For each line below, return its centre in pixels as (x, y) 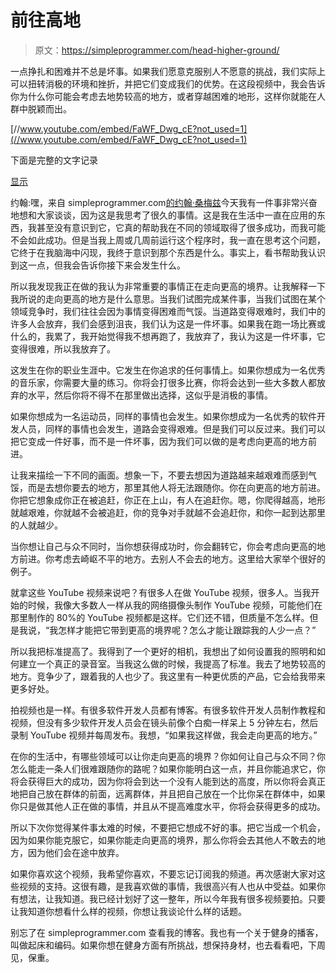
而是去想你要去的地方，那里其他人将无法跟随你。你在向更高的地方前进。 (176, 487)
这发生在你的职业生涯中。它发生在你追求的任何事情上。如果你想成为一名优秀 (168, 370)
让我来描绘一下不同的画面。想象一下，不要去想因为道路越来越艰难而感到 (159, 475)
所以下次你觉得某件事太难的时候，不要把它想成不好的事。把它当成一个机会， (168, 827)
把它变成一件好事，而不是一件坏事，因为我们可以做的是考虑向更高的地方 (159, 441)
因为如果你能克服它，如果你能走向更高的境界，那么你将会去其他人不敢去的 (163, 840)
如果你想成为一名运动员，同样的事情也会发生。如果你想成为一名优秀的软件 (163, 416)
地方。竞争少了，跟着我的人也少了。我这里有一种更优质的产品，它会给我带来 (168, 676)
